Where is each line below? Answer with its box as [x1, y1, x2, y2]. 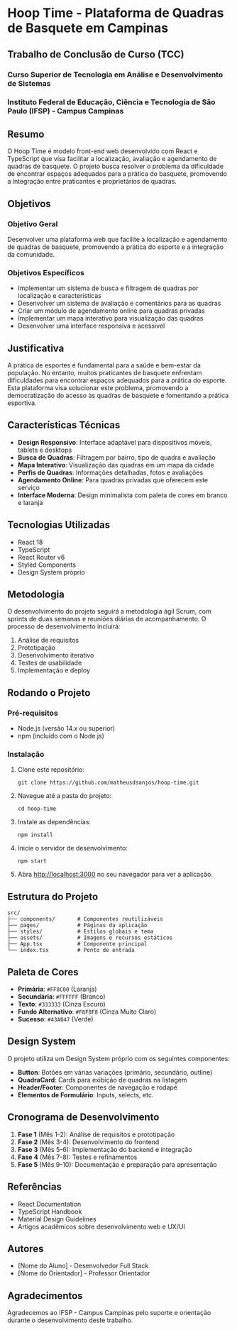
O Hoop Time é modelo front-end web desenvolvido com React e [7, 147, 199, 155]
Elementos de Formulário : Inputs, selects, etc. [17, 1090, 154, 1099]
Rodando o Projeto [7, 687, 91, 699]
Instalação [7, 750, 45, 760]
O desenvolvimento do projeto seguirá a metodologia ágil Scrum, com [7, 607, 211, 616]
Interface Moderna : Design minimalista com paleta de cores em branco [17, 491, 228, 499]
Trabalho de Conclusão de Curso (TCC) [7, 48, 184, 60]
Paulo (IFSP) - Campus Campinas [7, 106, 124, 116]
